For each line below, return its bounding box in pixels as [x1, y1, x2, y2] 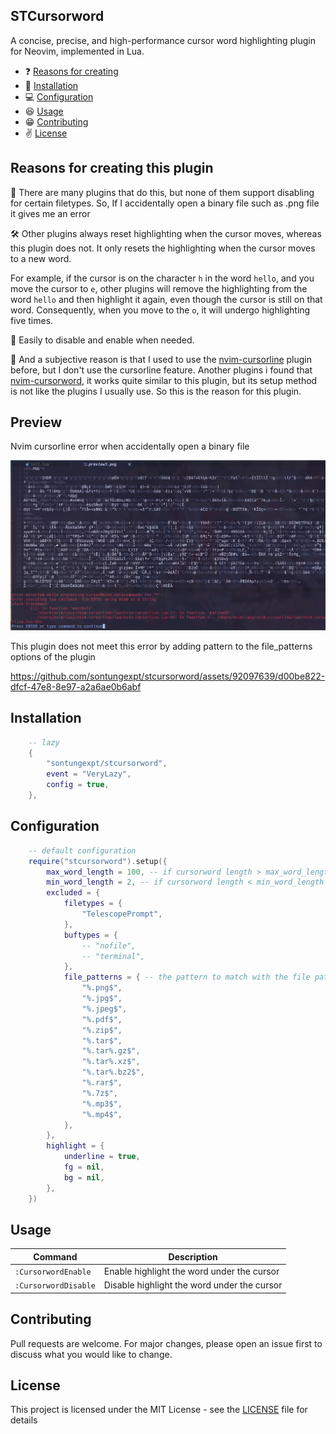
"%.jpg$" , [81, 994, 123, 1004]
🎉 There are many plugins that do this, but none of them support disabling [10, 186, 315, 198]
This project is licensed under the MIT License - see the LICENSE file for [10, 1404, 308, 1416]
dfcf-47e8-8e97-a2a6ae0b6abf [10, 680, 142, 693]
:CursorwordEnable [14, 1267, 92, 1278]
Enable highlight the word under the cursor [103, 1265, 280, 1278]
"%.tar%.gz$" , [81, 1046, 141, 1056]
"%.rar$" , [81, 1078, 123, 1088]
